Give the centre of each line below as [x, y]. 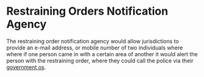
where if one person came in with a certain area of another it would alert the [102, 54]
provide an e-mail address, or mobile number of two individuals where [95, 48]
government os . [26, 67]
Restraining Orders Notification [87, 11]
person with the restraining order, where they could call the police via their [100, 61]
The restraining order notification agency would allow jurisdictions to [93, 41]
